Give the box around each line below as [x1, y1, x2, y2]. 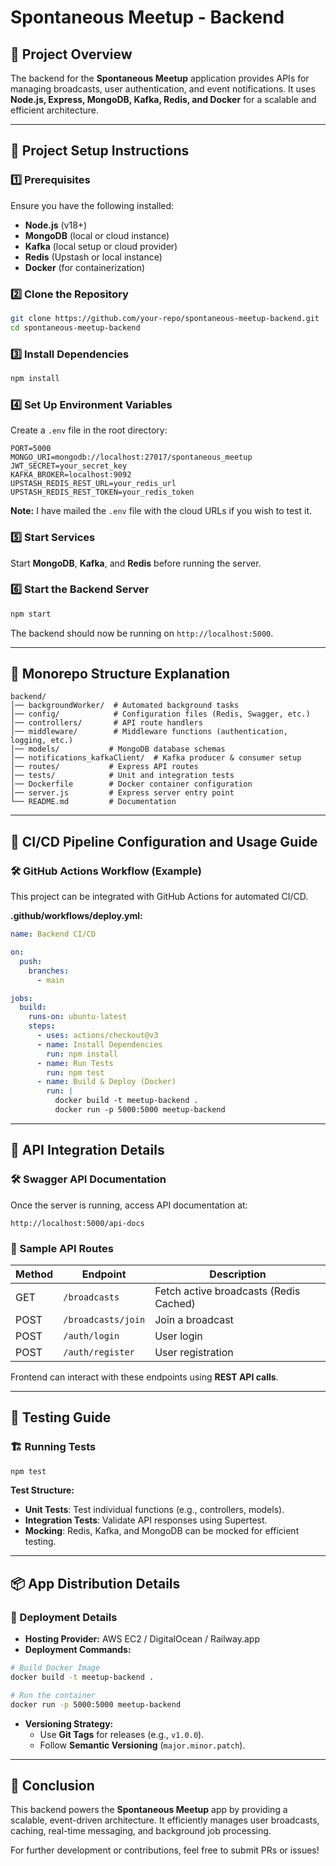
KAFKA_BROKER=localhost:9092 [10, 470, 132, 480]
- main [36, 975, 65, 985]
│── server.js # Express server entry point [10, 788, 235, 798]
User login [154, 1329, 203, 1343]
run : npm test [46, 1067, 105, 1078]
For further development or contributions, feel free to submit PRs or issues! [10, 1844, 320, 1856]
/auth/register [63, 1346, 135, 1358]
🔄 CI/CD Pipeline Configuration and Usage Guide [10, 833, 318, 850]
